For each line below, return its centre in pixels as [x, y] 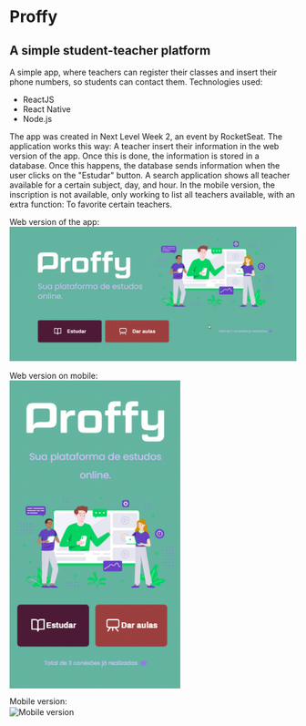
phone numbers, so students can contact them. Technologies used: [136, 82]
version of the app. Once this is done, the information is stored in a [134, 156]
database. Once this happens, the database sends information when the [145, 165]
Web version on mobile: [54, 376]
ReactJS [38, 99]
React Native [46, 109]
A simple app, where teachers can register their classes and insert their [143, 72]
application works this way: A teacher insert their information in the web [144, 146]
